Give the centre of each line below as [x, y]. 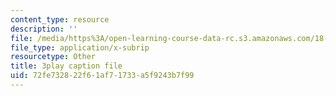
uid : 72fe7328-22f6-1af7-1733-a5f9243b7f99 [102, 76]
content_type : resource [60, 19]
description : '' [44, 29]
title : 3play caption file [66, 66]
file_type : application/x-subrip [80, 47]
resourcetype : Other [53, 57]
